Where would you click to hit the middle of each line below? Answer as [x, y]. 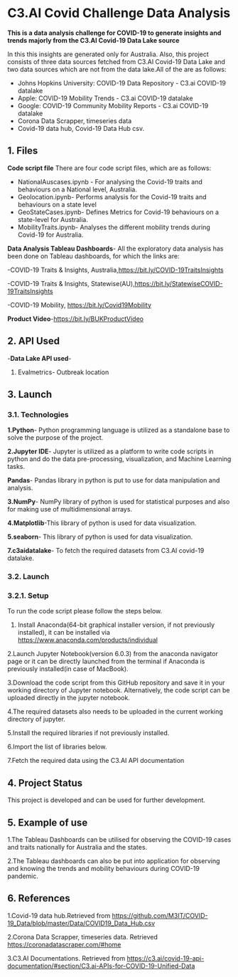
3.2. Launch [28, 576]
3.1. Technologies [38, 414]
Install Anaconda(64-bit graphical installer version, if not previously [116, 625]
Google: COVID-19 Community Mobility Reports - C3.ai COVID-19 [113, 105]
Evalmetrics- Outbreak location [63, 372]
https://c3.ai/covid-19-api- [166, 958]
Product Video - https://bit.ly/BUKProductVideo [76, 319]
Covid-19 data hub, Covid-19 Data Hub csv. [81, 128]
